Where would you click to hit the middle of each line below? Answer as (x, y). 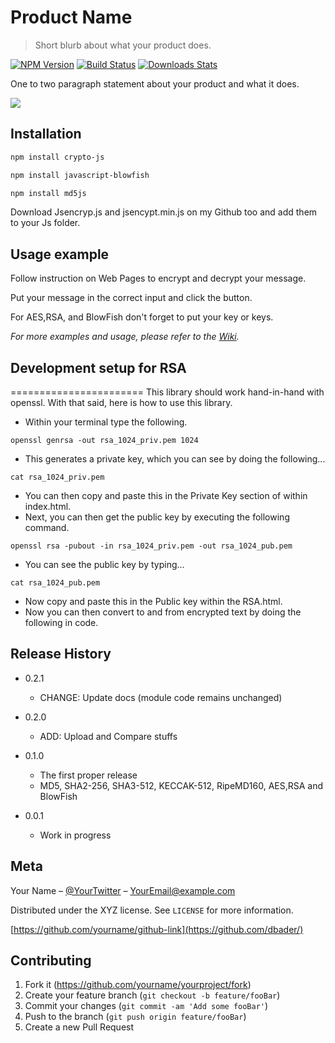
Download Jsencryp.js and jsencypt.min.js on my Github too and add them (164, 212)
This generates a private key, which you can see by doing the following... (175, 459)
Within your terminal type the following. (106, 422)
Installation (46, 134)
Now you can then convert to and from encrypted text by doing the (163, 612)
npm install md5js (48, 193)
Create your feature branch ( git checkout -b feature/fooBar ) (152, 995)
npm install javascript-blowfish (80, 175)
